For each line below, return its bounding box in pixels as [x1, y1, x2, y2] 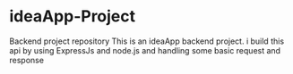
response [9, 54, 45, 65]
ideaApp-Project [9, 6, 136, 27]
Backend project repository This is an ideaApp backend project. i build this [9, 36, 285, 46]
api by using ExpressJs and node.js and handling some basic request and [9, 45, 280, 55]
